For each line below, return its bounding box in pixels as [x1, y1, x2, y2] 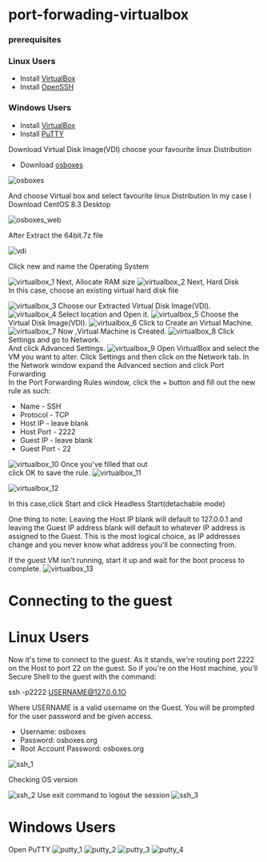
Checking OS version [8, 774, 78, 784]
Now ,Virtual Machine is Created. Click [58, 326, 235, 336]
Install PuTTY [19, 129, 64, 138]
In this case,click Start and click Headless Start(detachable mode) [8, 498, 225, 509]
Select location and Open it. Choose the [58, 309, 239, 319]
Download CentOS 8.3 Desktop [8, 199, 111, 209]
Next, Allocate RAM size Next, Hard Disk [55, 277, 239, 286]
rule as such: [8, 385, 51, 395]
